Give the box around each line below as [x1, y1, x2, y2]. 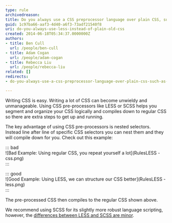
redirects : [5, 74, 29, 79]
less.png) [5, 181, 25, 187]
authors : [5, 36, 24, 41]
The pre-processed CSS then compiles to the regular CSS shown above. [5, 196, 158, 203]
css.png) [5, 155, 24, 161]
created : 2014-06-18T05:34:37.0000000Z [5, 31, 91, 36]
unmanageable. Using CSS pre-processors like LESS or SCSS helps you [5, 103, 157, 109]
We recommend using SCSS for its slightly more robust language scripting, [5, 207, 163, 213]
